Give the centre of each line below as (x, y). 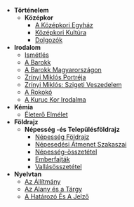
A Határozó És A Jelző (56, 196)
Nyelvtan (28, 174)
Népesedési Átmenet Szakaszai (81, 144)
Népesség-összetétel (66, 152)
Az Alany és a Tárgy (53, 189)
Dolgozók (49, 40)
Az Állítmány (42, 181)
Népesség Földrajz (62, 137)
